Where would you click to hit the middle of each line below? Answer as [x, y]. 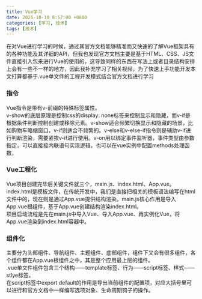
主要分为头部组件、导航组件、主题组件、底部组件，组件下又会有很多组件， [98, 253]
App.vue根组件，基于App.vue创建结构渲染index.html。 [74, 206]
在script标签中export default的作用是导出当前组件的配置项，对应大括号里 [96, 283]
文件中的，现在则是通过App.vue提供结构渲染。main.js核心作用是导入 [91, 199]
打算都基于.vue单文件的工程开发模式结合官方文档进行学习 [83, 76]
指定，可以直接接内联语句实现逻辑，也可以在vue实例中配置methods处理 [95, 145]
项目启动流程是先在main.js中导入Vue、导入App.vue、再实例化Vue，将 [93, 214]
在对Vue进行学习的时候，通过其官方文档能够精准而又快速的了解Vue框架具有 [100, 46]
